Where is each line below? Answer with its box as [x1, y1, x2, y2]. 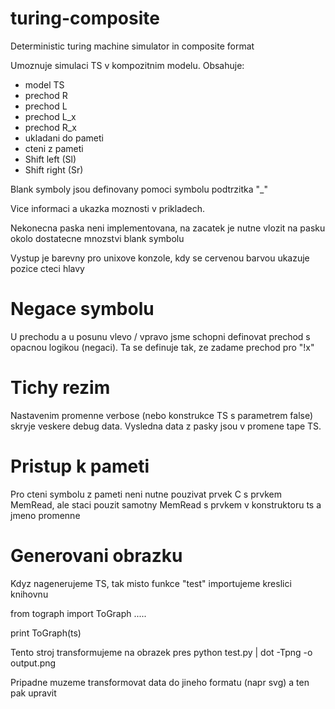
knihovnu [10, 588, 49, 600]
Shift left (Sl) [24, 153, 77, 165]
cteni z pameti [24, 142, 84, 154]
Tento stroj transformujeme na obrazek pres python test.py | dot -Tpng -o [10, 646, 313, 658]
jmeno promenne [10, 509, 81, 521]
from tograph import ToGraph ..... [10, 607, 147, 619]
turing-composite [10, 7, 160, 30]
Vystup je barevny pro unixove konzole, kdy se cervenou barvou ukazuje [10, 252, 310, 264]
